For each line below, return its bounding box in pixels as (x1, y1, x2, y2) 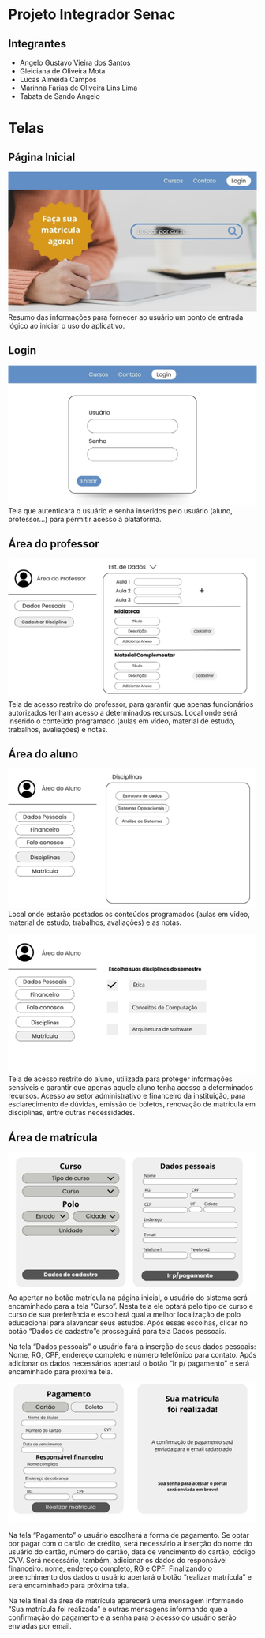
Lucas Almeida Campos (19, 75, 97, 84)
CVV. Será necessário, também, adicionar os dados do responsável (8, 1556, 227, 1565)
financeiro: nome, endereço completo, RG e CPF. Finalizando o (8, 1564, 213, 1573)
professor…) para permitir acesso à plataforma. (8, 514, 162, 524)
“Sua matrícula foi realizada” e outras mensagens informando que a (8, 1605, 229, 1614)
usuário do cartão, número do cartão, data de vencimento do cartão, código (8, 1547, 256, 1557)
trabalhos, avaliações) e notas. (8, 724, 108, 734)
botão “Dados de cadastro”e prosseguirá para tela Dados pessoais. (8, 1327, 227, 1336)
